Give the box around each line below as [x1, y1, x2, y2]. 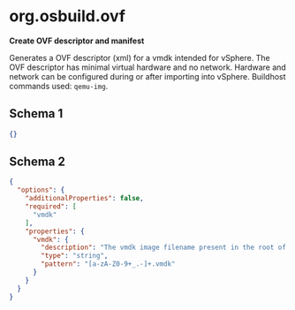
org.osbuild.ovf [9, 6, 126, 26]
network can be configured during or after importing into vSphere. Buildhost [9, 71, 286, 81]
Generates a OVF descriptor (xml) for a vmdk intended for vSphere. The [9, 52, 271, 63]
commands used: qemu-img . [9, 80, 109, 91]
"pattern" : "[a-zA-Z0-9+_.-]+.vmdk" [41, 260, 176, 268]
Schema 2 [9, 155, 66, 170]
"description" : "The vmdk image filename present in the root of [41, 243, 287, 253]
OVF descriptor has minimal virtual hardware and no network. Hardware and [9, 62, 287, 72]
